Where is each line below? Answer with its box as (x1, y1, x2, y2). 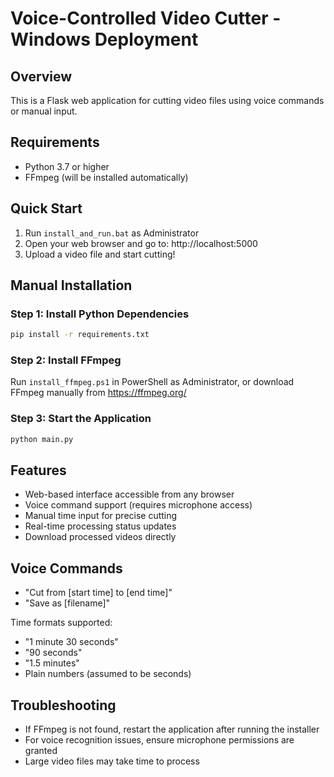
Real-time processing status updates (24, 520, 177, 532)
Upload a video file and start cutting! (24, 248, 176, 260)
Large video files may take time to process (24, 755, 200, 767)
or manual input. (10, 105, 78, 117)
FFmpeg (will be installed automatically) (24, 171, 189, 183)
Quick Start (10, 200, 83, 217)
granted (24, 745, 58, 757)
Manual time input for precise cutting (24, 510, 178, 522)
